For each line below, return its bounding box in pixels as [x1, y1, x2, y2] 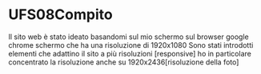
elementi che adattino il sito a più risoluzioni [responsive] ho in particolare [8, 49, 252, 58]
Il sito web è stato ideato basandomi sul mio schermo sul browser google [8, 32, 250, 41]
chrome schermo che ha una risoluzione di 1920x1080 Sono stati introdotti [8, 40, 254, 49]
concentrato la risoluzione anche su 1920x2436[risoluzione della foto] [8, 57, 239, 67]
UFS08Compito [8, 6, 114, 24]
